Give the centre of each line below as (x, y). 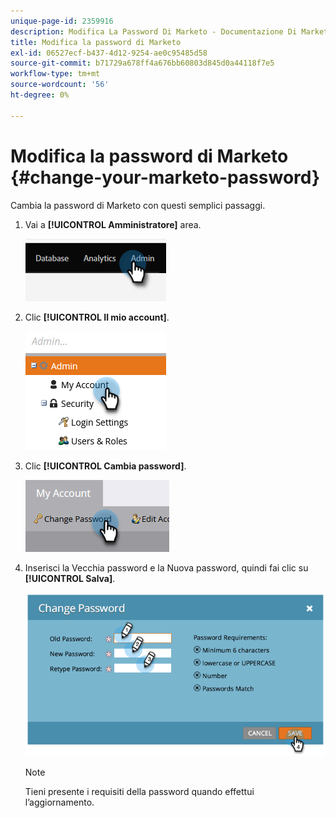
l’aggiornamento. (59, 802)
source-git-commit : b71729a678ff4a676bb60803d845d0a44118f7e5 (142, 63)
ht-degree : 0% (40, 95)
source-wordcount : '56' (60, 85)
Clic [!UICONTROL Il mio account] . (97, 317)
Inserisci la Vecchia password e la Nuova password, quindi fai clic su (166, 567)
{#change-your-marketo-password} (165, 177)
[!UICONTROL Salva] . (70, 578)
